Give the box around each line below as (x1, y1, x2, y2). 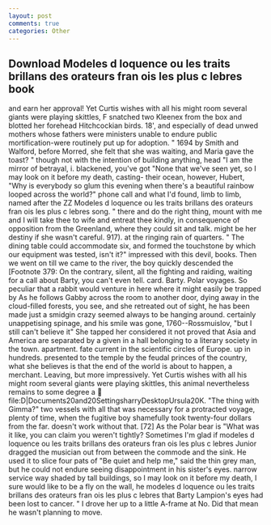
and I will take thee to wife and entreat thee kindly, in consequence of (8, 215, 240, 225)
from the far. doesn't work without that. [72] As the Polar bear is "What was (8, 421, 260, 431)
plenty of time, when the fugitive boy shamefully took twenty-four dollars (8, 413, 252, 423)
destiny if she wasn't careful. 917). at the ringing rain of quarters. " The (8, 232, 245, 243)
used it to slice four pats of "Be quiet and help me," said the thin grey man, (8, 456, 256, 466)
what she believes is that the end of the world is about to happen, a (8, 362, 233, 371)
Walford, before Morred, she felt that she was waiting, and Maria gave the (8, 146, 255, 156)
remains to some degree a (8, 387, 95, 397)
